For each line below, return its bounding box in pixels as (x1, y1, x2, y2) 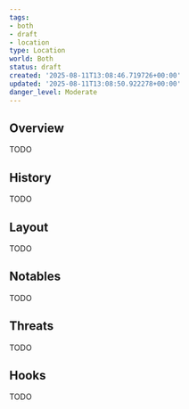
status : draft (9, 63, 62, 72)
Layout (9, 219, 49, 234)
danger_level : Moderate (9, 87, 98, 96)
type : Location (9, 46, 66, 55)
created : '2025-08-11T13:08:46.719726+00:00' (9, 71, 181, 80)
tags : (9, 12, 29, 22)
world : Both (9, 54, 53, 63)
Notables (9, 269, 62, 284)
